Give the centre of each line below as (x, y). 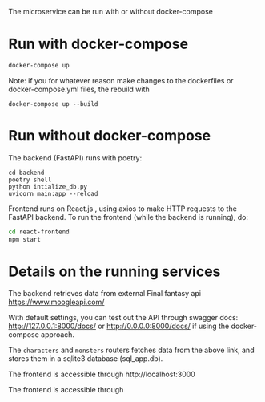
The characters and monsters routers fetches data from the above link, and (131, 350)
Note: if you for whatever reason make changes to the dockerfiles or (121, 80)
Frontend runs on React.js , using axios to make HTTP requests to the (123, 209)
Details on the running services (114, 271)
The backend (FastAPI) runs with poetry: (75, 158)
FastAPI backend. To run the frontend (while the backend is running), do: (128, 217)
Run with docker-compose (98, 44)
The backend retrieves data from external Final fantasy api (105, 294)
